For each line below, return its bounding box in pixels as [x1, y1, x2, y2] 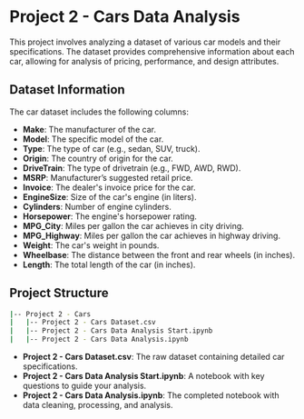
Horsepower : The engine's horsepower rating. [22, 211, 198, 222]
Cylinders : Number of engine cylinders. [22, 201, 172, 212]
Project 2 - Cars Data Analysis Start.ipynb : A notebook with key [22, 371, 265, 382]
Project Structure [9, 285, 109, 301]
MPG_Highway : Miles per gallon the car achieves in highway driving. [22, 230, 281, 241]
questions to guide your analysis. [22, 380, 147, 392]
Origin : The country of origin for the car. [22, 153, 174, 164]
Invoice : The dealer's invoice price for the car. [22, 182, 196, 193]
